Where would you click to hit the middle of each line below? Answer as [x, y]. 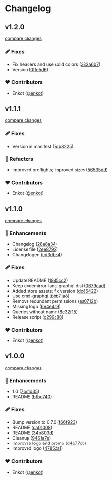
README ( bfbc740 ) [32, 397]
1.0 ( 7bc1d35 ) [26, 391]
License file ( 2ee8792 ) [35, 249]
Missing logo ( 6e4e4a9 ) [37, 306]
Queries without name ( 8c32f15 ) [45, 312]
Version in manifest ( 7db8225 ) [43, 146]
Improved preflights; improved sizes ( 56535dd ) [60, 170]
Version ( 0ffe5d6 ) [30, 70]
